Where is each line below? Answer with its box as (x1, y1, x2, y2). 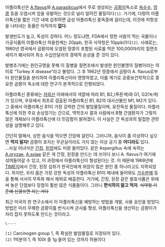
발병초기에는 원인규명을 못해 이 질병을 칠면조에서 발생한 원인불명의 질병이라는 (5, 62, 155, 68)
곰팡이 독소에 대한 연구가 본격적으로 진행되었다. (14, 81, 105, 86)
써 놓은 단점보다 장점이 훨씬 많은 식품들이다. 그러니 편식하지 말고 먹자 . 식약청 (5, 182, 152, 188)
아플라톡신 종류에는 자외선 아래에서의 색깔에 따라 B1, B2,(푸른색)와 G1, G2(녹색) (5, 91, 159, 97)
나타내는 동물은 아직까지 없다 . (10, 23, 68, 29)
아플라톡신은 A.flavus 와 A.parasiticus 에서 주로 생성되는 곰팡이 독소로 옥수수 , (5, 4, 153, 10)
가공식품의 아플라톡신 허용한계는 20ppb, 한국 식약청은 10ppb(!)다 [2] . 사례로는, (5, 40, 158, 45)
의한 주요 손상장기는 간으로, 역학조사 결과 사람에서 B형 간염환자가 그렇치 (18, 110, 157, 116)
